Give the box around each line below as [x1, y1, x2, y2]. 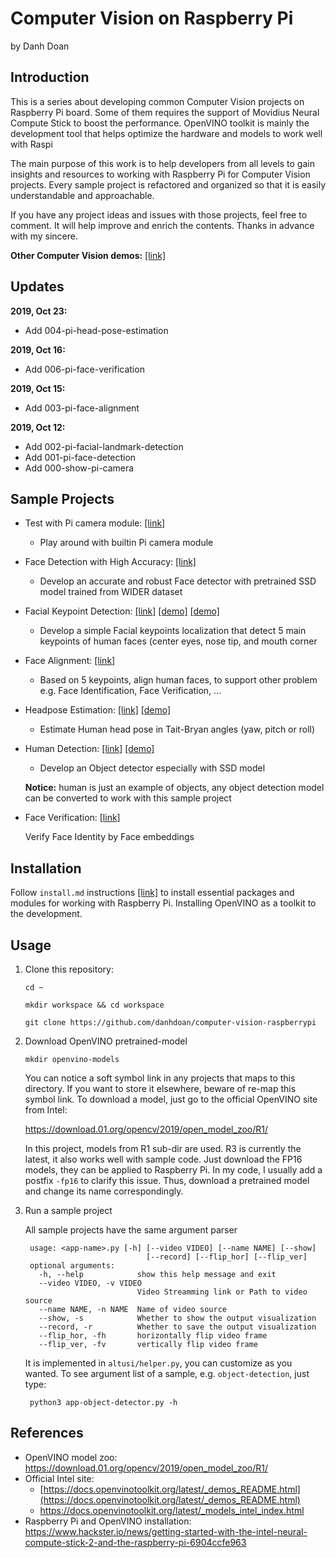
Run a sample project [24, 1205, 113, 1216]
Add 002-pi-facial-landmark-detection [24, 440, 184, 452]
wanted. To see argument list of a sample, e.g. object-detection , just [24, 1368, 310, 1379]
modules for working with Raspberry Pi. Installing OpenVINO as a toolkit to [10, 897, 317, 909]
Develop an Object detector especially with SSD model [39, 762, 266, 774]
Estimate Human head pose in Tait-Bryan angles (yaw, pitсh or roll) [39, 723, 316, 736]
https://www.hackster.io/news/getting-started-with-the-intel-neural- [24, 1525, 308, 1537]
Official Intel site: [24, 1472, 95, 1484]
